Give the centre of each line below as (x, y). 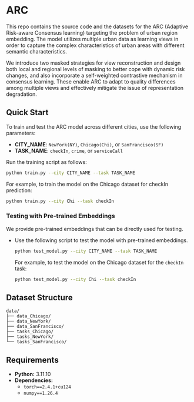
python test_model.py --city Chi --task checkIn (75, 279)
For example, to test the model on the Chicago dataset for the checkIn (99, 262)
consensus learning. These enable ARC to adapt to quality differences (91, 81)
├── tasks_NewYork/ (30, 337)
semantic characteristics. (37, 51)
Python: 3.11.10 (33, 374)
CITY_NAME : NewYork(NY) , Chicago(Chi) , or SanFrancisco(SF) (89, 144)
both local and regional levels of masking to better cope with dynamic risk (96, 69)
